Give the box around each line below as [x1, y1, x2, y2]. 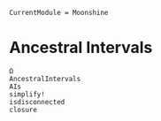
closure [9, 105, 38, 114]
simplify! [9, 89, 46, 99]
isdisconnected [9, 97, 65, 106]
